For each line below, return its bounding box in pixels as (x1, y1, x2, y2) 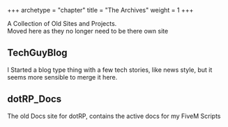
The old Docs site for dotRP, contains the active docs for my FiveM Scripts (7, 112, 221, 120)
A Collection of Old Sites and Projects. (7, 20, 117, 27)
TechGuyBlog (7, 47, 68, 59)
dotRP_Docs (7, 94, 62, 105)
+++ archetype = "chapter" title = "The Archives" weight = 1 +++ (7, 6, 194, 14)
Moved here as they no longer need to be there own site (7, 27, 169, 35)
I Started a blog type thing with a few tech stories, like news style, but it (7, 66, 213, 74)
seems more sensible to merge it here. (7, 73, 118, 81)
